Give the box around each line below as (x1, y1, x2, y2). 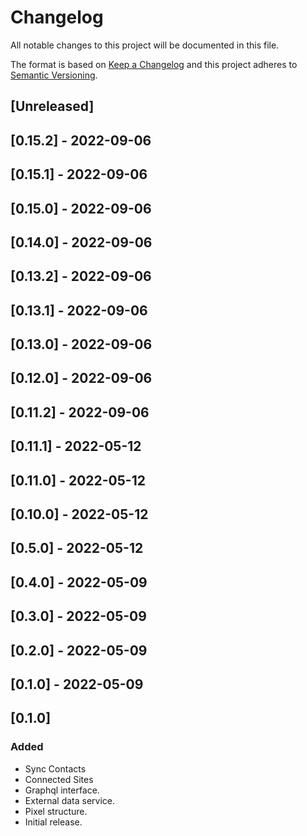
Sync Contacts (24, 762, 87, 775)
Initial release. (24, 816, 83, 828)
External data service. (24, 794, 116, 806)
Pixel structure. (24, 805, 88, 817)
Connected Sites (24, 773, 94, 785)
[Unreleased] (10, 98, 95, 115)
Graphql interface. (24, 784, 100, 796)
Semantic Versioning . (10, 69, 98, 81)
